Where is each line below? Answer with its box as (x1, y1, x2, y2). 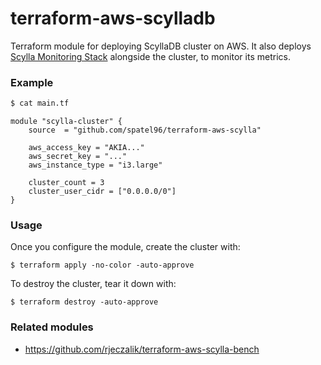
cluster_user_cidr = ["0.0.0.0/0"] (28, 187, 177, 197)
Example (10, 75, 54, 89)
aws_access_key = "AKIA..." (28, 143, 145, 153)
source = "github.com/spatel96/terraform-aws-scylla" (28, 125, 262, 136)
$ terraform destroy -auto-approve (10, 297, 159, 307)
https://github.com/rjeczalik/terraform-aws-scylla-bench (24, 343, 260, 355)
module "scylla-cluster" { (10, 117, 123, 127)
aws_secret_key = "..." (28, 152, 128, 162)
